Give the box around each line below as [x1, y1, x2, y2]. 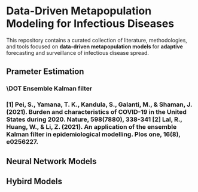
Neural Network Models [6, 156, 97, 166]
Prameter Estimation [6, 67, 84, 77]
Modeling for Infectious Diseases [6, 17, 175, 30]
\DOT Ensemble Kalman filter [6, 85, 93, 93]
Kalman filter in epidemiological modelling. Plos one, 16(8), [6, 130, 181, 138]
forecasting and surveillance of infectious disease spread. [6, 49, 150, 56]
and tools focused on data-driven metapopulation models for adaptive [6, 43, 184, 50]
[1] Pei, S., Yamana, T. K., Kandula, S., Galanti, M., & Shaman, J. [6, 100, 193, 109]
